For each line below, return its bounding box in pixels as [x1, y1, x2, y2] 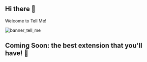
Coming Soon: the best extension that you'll [5, 41, 143, 50]
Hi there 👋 [5, 5, 36, 13]
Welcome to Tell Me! [5, 18, 47, 23]
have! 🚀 [5, 49, 29, 58]
